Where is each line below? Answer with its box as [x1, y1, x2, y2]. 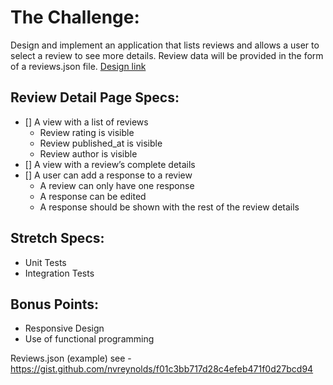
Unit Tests [24, 256, 67, 268]
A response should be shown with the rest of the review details [39, 201, 300, 213]
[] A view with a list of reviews [24, 116, 149, 128]
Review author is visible [39, 147, 138, 160]
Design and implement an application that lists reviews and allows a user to [10, 39, 320, 51]
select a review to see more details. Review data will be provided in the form [10, 49, 324, 61]
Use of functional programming [24, 333, 155, 345]
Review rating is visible [39, 126, 135, 138]
